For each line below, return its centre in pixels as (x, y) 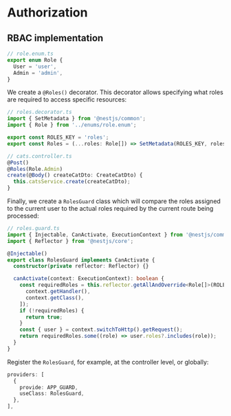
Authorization (47, 13)
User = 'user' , (35, 67)
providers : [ (26, 374)
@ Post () (18, 163)
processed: (23, 216)
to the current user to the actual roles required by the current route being (110, 208)
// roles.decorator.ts (40, 112)
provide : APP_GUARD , (49, 387)
